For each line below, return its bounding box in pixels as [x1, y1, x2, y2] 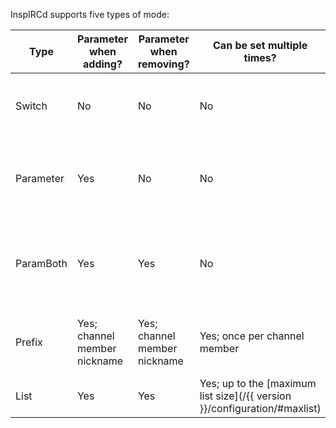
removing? [137, 57, 190, 71]
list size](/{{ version [199, 389, 292, 403]
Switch [15, 99, 48, 113]
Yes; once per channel [199, 329, 305, 343]
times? [243, 51, 277, 64]
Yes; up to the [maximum [199, 377, 317, 390]
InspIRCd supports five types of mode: [10, 9, 170, 20]
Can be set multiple [213, 39, 308, 52]
